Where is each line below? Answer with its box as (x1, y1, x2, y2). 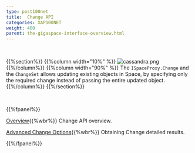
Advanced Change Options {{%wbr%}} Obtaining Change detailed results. (6, 129, 185, 136)
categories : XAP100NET (6, 19, 62, 25)
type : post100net (6, 8, 49, 15)
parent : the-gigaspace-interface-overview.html (6, 31, 125, 36)
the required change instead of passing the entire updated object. (6, 77, 166, 84)
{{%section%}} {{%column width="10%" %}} (6, 58, 116, 65)
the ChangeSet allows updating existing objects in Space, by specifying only (6, 71, 188, 78)
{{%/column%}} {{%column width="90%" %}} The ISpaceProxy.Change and (6, 64, 189, 71)
